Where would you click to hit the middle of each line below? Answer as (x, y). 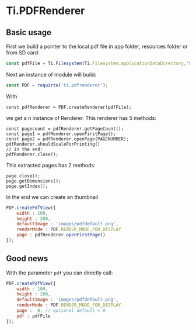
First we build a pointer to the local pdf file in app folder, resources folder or (97, 46)
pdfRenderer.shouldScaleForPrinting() (53, 144)
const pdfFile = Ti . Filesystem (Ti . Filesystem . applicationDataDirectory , (96, 63)
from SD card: (23, 53)
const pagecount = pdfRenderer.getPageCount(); (65, 129)
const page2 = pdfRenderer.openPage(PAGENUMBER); (68, 139)
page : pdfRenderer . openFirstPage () (61, 235)
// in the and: (24, 149)
